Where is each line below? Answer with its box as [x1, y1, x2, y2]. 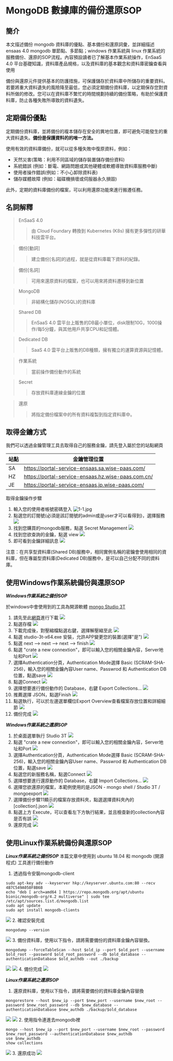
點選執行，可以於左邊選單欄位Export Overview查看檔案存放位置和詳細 [13, 698, 161, 704]
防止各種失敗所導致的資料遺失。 [19, 97, 87, 103]
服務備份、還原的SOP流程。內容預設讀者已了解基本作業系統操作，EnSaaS [6, 54, 162, 60]
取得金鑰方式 [6, 428, 47, 437]
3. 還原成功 [12, 1050, 36, 1056]
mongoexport [13, 790, 43, 797]
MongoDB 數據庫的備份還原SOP [6, 5, 142, 16]
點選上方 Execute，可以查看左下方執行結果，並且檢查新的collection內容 [13, 809, 165, 816]
